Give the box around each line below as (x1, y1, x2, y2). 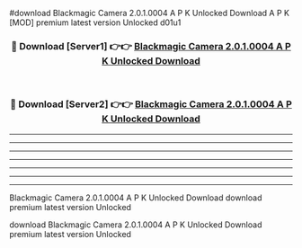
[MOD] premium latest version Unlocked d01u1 (9, 17, 182, 28)
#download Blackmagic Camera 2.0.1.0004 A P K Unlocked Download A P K (9, 8, 290, 18)
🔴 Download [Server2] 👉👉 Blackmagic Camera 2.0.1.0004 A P (10, 98, 292, 111)
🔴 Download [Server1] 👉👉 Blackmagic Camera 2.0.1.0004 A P (10, 40, 292, 52)
